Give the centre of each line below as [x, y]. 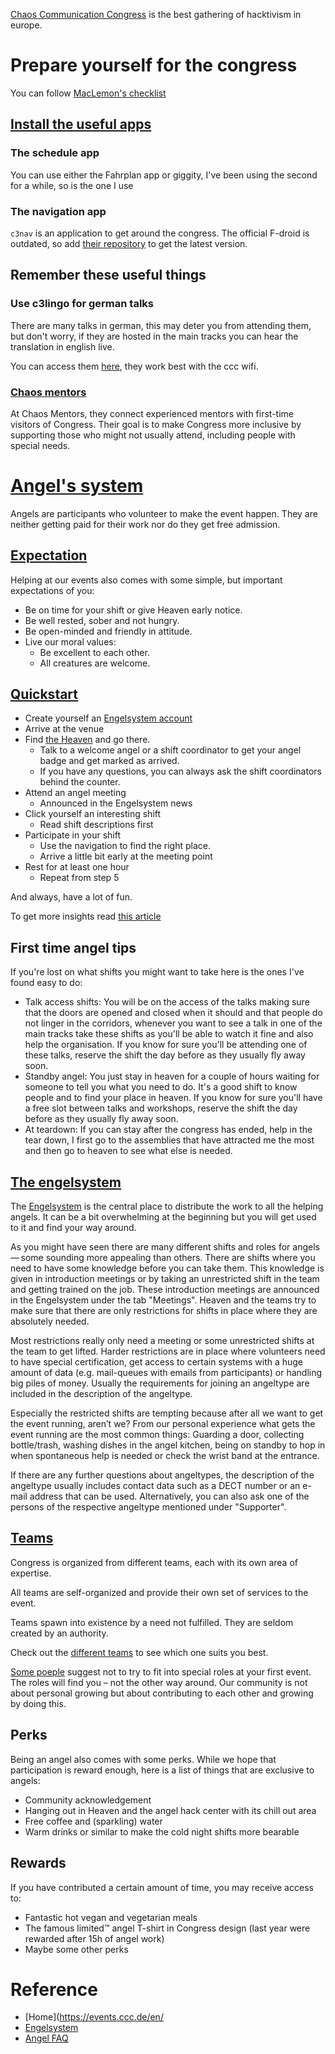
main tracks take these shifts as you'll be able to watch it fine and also [169, 1034]
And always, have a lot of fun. [71, 897]
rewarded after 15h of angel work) [94, 1938]
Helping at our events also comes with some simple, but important [146, 580]
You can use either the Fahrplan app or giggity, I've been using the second [164, 175]
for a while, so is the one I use [72, 185]
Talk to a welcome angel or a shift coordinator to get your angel [170, 750]
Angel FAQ [46, 2038]
